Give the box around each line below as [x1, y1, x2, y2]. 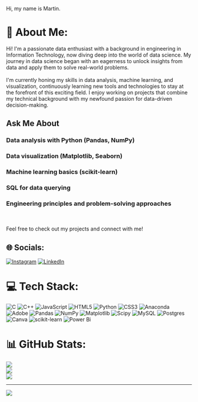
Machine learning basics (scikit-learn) [6, 168, 118, 176]
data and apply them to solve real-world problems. [6, 64, 129, 71]
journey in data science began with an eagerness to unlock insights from [6, 57, 183, 64]
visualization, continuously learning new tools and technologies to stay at [6, 83, 184, 90]
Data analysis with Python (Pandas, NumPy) [6, 136, 135, 144]
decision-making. [6, 101, 49, 108]
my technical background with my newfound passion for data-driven [6, 95, 173, 102]
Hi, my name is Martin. [6, 5, 61, 12]
